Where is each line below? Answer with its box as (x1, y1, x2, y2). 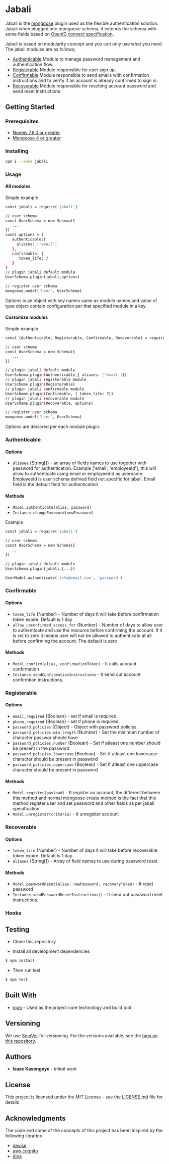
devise (12, 1142, 27, 1148)
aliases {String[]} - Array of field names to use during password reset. (12, 858, 159, 864)
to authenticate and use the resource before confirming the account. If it (12, 627, 162, 633)
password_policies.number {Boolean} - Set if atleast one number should (12, 740, 161, 746)
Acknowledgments (5, 1114, 66, 1123)
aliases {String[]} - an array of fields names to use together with (12, 460, 147, 466)
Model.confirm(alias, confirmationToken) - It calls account (12, 660, 137, 666)
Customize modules (5, 314, 48, 320)
